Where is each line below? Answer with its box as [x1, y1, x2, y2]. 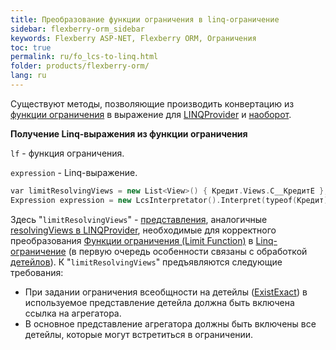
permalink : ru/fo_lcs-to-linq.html [10, 52, 159, 62]
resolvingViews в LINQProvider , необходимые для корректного [10, 224, 277, 236]
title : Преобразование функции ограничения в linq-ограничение [10, 14, 280, 25]
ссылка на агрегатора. [24, 307, 122, 319]
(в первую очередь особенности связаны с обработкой [68, 245, 308, 257]
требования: [10, 266, 64, 278]
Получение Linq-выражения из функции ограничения [10, 127, 248, 140]
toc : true [10, 42, 52, 53]
